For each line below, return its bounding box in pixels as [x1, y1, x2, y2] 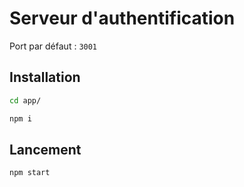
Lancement [9, 141, 82, 158]
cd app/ [9, 95, 42, 106]
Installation [9, 69, 81, 86]
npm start [9, 168, 51, 178]
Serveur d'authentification [9, 7, 236, 30]
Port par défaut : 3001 [9, 40, 98, 52]
